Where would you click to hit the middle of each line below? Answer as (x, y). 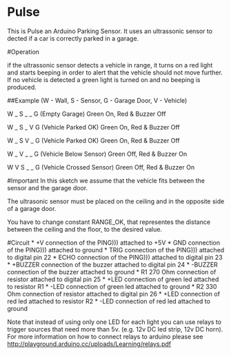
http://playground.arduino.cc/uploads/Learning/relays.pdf (89, 344)
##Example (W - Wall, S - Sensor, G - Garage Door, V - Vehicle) (97, 100)
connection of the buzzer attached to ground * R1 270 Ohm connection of (112, 272)
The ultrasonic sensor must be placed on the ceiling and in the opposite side (116, 201)
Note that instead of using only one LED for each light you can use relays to (114, 322)
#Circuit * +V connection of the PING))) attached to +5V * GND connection (114, 243)
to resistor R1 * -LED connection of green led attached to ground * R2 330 (112, 286)
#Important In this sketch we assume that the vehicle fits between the (106, 181)
